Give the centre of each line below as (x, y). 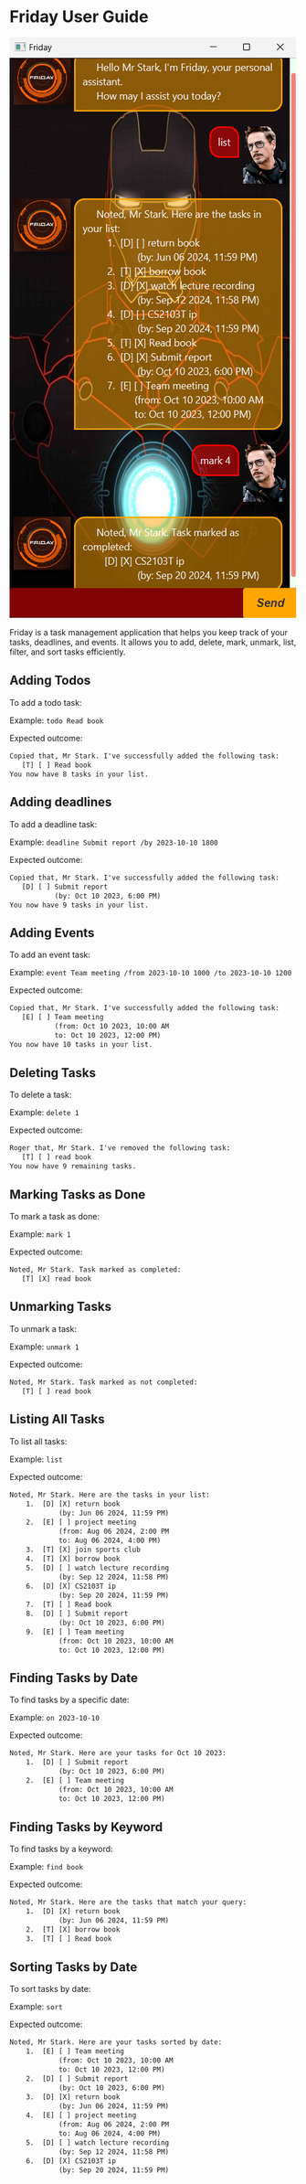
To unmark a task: (43, 1328)
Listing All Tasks (57, 1419)
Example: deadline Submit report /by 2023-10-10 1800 (114, 842)
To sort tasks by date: (50, 1989)
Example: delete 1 (44, 1113)
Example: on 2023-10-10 (55, 1718)
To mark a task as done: (55, 1216)
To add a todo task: (46, 702)
